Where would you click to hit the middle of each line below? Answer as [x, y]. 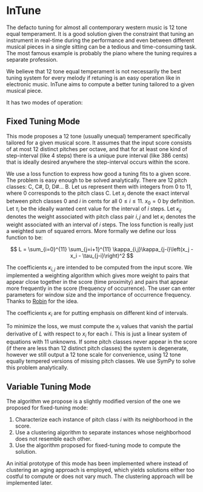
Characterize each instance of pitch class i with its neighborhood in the [104, 419]
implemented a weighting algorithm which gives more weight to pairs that [98, 275]
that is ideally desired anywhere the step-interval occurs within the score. [98, 162]
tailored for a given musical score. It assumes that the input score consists [99, 143]
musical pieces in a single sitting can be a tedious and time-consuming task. [101, 47]
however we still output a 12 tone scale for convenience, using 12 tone [94, 355]
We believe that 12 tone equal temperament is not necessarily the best [94, 71]
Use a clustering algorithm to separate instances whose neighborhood [103, 432]
